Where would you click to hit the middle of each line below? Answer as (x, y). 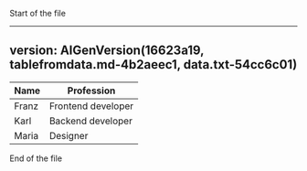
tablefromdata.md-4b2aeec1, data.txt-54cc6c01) (153, 64)
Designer (69, 135)
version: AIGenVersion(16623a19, (107, 51)
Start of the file (38, 13)
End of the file (36, 158)
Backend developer (90, 121)
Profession (91, 91)
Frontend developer (91, 106)
